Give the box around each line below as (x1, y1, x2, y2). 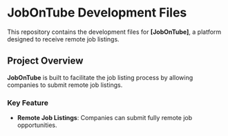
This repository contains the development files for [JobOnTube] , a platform (7, 28, 222, 36)
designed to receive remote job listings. (7, 35, 120, 43)
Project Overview (7, 55, 84, 67)
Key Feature (7, 98, 49, 108)
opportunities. (17, 121, 57, 129)
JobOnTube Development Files (7, 5, 187, 21)
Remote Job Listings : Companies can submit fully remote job (17, 114, 193, 122)
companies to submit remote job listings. (7, 81, 123, 89)
